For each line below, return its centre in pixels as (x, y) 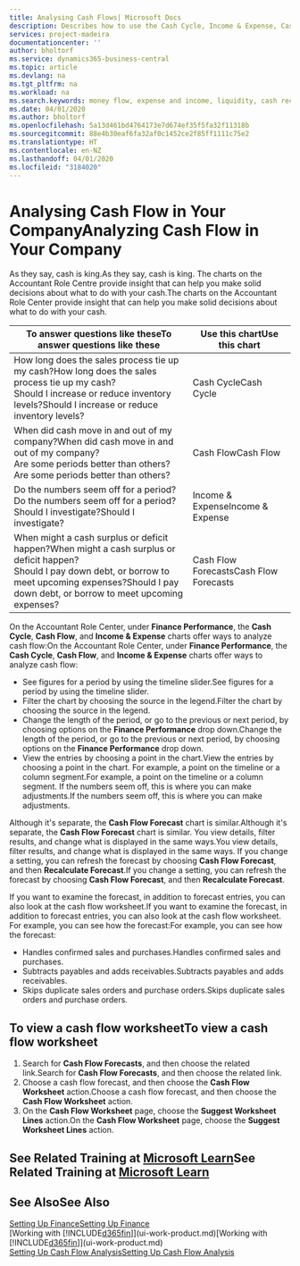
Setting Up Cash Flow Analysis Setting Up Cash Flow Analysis (122, 1253)
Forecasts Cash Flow (235, 571)
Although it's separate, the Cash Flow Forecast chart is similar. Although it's (148, 823)
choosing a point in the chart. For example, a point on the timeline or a (151, 767)
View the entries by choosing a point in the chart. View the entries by (148, 758)
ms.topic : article (43, 68)
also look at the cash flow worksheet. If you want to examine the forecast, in (148, 907)
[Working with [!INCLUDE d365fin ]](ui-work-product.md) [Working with (138, 1233)
